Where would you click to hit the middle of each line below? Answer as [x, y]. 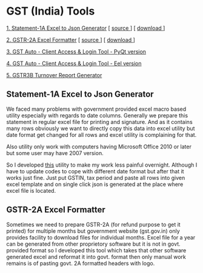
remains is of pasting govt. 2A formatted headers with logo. [81, 263]
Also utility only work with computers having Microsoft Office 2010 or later [99, 147]
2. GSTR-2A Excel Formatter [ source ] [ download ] [71, 40]
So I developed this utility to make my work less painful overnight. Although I [102, 165]
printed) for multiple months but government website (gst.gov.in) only [93, 231]
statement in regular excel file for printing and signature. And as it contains [99, 122]
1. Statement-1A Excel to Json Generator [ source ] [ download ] [86, 28]
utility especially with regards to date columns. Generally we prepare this [97, 115]
